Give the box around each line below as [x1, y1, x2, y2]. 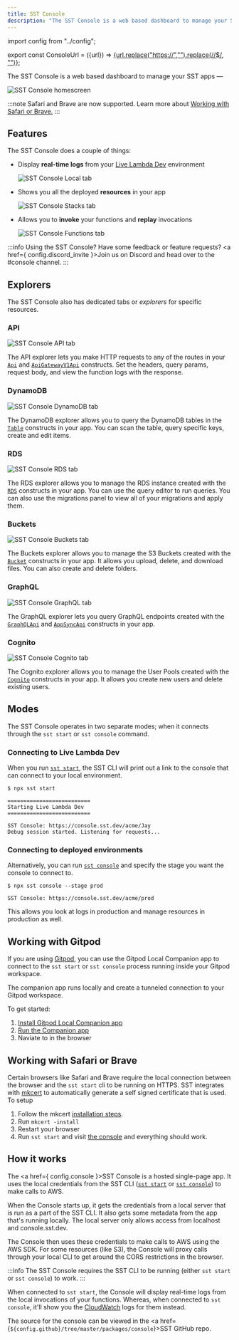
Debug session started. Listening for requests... [7, 829, 161, 836]
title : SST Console [7, 10, 65, 18]
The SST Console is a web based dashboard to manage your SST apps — [7, 72, 223, 80]
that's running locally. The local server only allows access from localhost [7, 1215, 221, 1225]
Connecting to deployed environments [7, 844, 144, 854]
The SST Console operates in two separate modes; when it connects [7, 722, 209, 731]
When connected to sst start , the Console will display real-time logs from [7, 1287, 226, 1296]
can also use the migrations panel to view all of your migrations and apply [7, 494, 223, 503]
